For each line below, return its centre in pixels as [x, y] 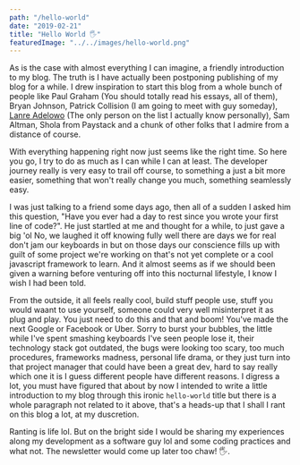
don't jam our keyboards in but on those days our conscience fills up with [145, 245]
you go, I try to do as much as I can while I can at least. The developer [139, 161]
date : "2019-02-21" [46, 26]
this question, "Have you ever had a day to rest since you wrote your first [144, 216]
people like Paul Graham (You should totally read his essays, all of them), [144, 97]
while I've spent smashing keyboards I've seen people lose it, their [132, 338]
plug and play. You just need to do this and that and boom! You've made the [149, 319]
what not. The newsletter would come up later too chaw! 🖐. [120, 452]
